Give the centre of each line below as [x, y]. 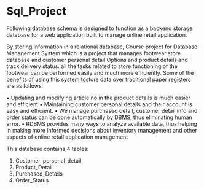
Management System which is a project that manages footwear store [94, 53]
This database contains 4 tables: [48, 148]
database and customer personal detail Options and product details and [97, 60]
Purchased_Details [39, 174]
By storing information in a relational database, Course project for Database [102, 47]
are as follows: [25, 86]
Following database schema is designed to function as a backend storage [100, 28]
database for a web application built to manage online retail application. [97, 34]
